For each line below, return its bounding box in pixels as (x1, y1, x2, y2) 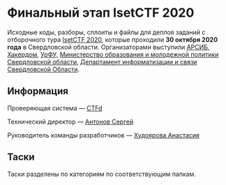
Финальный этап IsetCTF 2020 (7, 5, 195, 21)
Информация (7, 85, 68, 97)
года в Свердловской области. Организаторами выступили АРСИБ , (7, 43, 210, 51)
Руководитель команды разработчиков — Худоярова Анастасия (7, 131, 200, 139)
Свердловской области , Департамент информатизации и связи (7, 57, 197, 66)
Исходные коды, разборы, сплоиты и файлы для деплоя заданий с (7, 28, 206, 36)
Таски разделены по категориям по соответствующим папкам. (7, 170, 197, 178)
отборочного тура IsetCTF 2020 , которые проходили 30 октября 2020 (7, 35, 218, 43)
